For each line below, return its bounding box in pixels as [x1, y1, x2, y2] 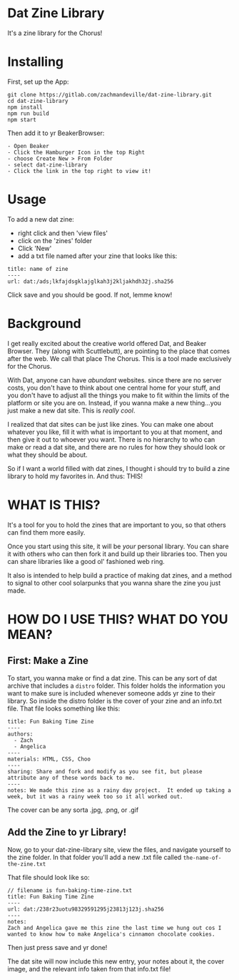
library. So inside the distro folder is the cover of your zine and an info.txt [7, 696, 223, 705]
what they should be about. [7, 450, 88, 459]
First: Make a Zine [7, 655, 89, 667]
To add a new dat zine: [7, 214, 75, 223]
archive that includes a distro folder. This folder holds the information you [7, 681, 225, 690]
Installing [7, 54, 64, 70]
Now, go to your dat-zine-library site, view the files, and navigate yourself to [7, 845, 231, 853]
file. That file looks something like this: [7, 704, 121, 713]
